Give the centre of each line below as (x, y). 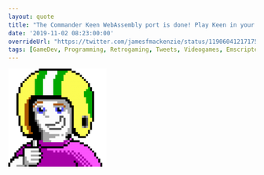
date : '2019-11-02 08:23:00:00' (61, 33)
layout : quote (31, 16)
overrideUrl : (29, 42)
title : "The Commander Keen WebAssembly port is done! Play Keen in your (132, 25)
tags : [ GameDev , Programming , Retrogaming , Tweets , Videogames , (115, 50)
